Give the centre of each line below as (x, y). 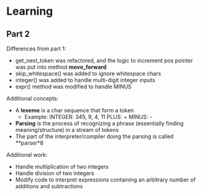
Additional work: (27, 155)
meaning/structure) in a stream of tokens (67, 130)
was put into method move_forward (61, 67)
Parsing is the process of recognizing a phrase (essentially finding (99, 123)
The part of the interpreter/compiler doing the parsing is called (94, 136)
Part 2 (18, 34)
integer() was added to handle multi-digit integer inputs (85, 80)
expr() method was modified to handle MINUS (73, 86)
